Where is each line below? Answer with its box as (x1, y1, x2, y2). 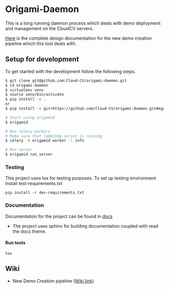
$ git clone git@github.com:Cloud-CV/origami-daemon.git (5, 78, 127, 83)
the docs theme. (12, 228, 47, 234)
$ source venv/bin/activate (5, 92, 64, 97)
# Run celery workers (5, 129, 51, 134)
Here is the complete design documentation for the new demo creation (5, 35, 152, 41)
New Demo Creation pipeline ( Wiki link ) (12, 277, 94, 284)
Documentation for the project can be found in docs (5, 213, 113, 219)
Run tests (5, 240, 26, 246)
